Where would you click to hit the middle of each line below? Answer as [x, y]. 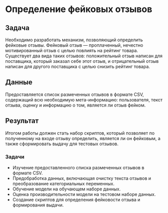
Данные [19, 82]
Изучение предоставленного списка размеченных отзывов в [78, 167]
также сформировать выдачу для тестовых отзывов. [62, 144]
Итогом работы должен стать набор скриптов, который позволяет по [80, 133]
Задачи [15, 157]
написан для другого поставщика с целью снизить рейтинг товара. [78, 67]
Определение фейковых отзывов [79, 9]
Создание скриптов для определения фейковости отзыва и [76, 199]
